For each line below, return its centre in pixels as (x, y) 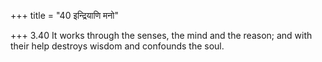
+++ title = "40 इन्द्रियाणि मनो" (64, 15)
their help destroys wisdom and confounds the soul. (117, 46)
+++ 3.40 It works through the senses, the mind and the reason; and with (161, 35)
